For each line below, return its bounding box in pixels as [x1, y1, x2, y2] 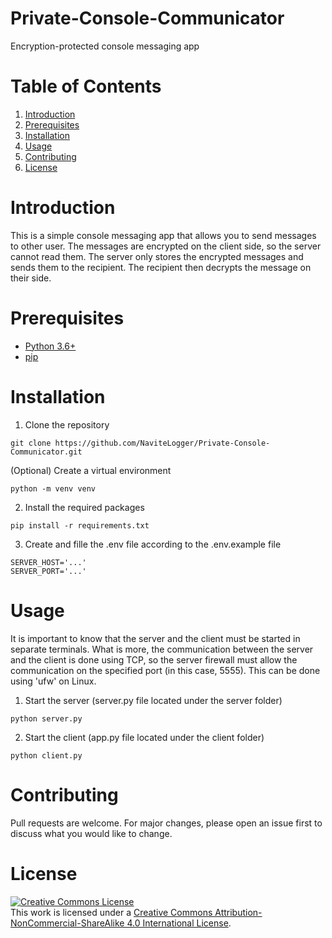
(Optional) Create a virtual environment [10, 464, 172, 476]
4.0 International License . [126, 917, 232, 929]
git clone [10, 438, 52, 448]
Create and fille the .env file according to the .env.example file [24, 538, 282, 550]
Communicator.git [10, 447, 83, 457]
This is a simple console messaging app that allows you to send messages [10, 229, 317, 241]
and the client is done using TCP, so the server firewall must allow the [10, 653, 298, 666]
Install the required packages [24, 501, 145, 513]
